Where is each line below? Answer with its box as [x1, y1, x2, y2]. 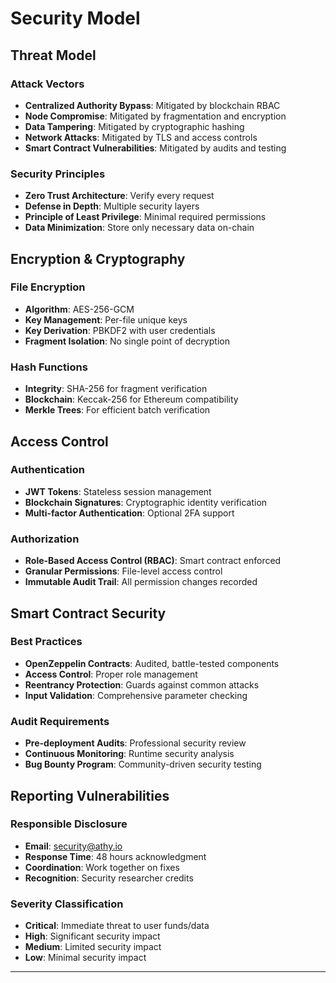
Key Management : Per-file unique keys [24, 313, 188, 326]
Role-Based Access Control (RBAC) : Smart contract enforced [24, 555, 282, 567]
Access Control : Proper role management [24, 668, 198, 680]
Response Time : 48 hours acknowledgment [24, 850, 207, 862]
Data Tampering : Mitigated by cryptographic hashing [24, 120, 245, 132]
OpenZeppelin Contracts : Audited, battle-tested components [24, 657, 280, 669]
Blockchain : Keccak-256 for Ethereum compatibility [24, 393, 239, 406]
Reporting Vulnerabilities [10, 787, 170, 804]
